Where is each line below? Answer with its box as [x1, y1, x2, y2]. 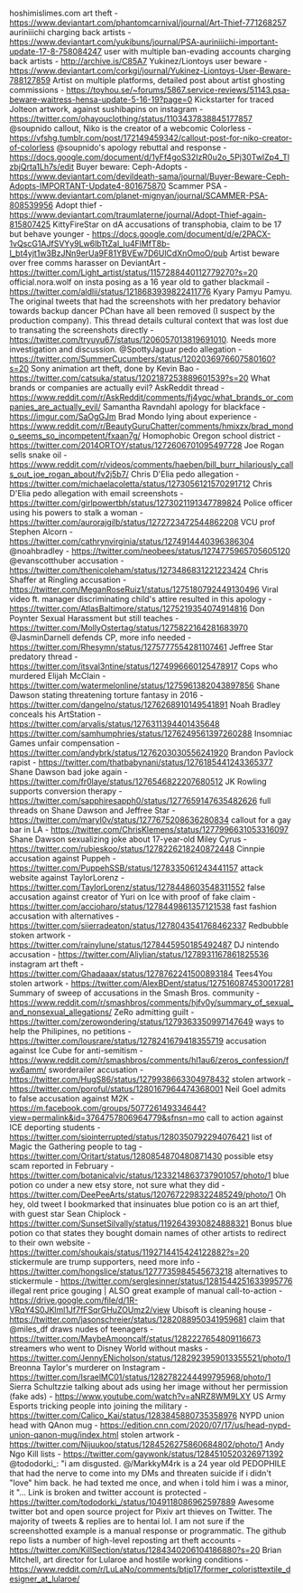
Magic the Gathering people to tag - [9, 1141, 142, 1152]
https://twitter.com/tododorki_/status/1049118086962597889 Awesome [9, 1496, 275, 1507]
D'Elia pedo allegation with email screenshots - [9, 488, 184, 498]
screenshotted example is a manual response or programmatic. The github [9, 1525, 287, 1536]
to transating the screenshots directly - [9, 325, 155, 335]
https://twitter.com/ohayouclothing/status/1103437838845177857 [9, 113, 252, 124]
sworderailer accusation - [48, 1064, 144, 1075]
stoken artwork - [9, 930, 72, 940]
